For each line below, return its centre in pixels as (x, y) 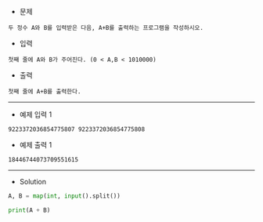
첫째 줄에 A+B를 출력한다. (45, 92)
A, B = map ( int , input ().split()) (65, 196)
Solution (33, 182)
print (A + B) (29, 210)
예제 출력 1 (36, 145)
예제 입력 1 (36, 115)
